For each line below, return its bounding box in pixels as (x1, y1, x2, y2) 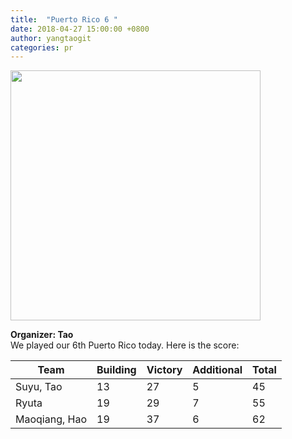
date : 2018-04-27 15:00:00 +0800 (10, 24, 150, 34)
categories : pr (10, 42, 74, 53)
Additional (192, 363, 243, 377)
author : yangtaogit (10, 33, 92, 43)
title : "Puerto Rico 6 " (10, 14, 118, 25)
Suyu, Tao (15, 380, 63, 394)
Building (96, 363, 137, 377)
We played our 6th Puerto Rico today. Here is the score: (10, 339, 240, 351)
